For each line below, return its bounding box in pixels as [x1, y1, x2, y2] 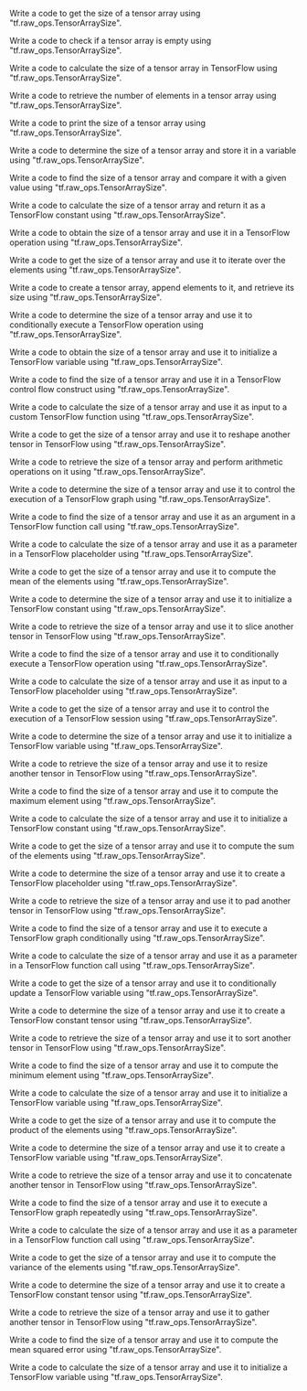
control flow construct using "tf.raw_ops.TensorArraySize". [9, 384, 230, 394]
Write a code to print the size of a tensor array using [9, 118, 206, 128]
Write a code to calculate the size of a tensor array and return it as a [9, 200, 266, 210]
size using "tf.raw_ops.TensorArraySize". [9, 292, 163, 303]
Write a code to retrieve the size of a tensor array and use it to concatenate [9, 1170, 292, 1181]
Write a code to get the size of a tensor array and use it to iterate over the [9, 255, 286, 265]
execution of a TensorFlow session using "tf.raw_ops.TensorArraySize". [9, 713, 278, 723]
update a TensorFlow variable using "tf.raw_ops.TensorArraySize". [9, 988, 259, 998]
